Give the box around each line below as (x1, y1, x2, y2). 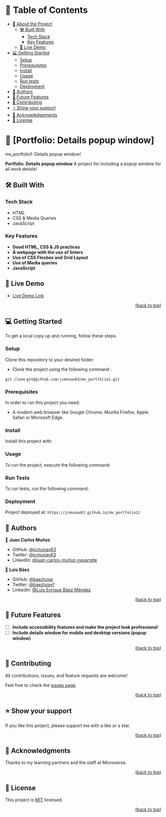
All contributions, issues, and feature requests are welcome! (5, 672, 128, 678)
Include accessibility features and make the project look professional (12, 624, 158, 630)
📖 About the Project (12, 21, 53, 27)
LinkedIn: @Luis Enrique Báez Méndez (12, 587, 91, 593)
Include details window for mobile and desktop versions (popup (12, 630, 147, 636)
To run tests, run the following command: (5, 486, 89, 491)
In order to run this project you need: (5, 400, 80, 406)
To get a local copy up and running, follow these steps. (5, 333, 117, 339)
